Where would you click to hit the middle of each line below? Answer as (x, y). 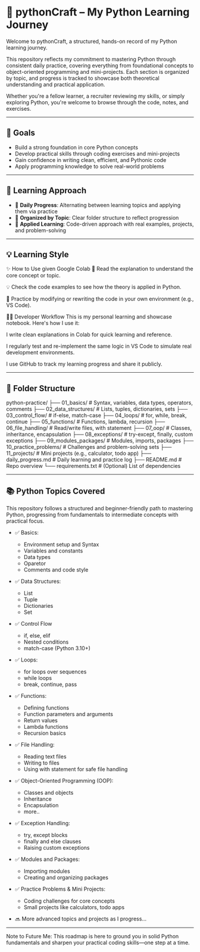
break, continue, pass (50, 684)
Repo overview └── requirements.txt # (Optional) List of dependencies (93, 466)
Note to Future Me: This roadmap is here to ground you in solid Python (93, 936)
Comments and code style (56, 570)
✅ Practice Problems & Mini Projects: (60, 889)
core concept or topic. (33, 276)
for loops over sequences (55, 672)
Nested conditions (46, 642)
